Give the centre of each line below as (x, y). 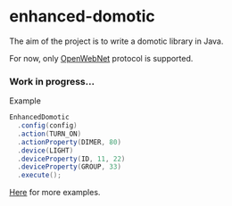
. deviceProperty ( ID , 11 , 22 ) (71, 159)
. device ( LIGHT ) (46, 150)
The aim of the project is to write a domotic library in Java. (116, 41)
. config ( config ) (47, 126)
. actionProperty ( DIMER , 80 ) (70, 142)
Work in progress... (52, 81)
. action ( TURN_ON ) (50, 134)
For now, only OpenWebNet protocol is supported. (101, 58)
